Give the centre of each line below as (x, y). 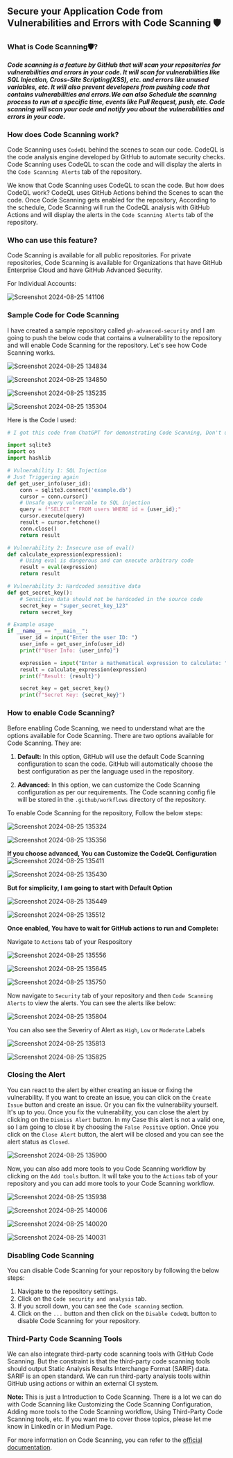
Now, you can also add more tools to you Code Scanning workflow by (107, 1169)
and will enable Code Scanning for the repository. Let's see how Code (107, 345)
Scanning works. (31, 352)
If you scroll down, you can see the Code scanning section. (101, 1306)
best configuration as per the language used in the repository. (105, 771)
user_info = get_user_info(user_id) (73, 644)
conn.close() (38, 529)
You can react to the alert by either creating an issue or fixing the (100, 1090)
